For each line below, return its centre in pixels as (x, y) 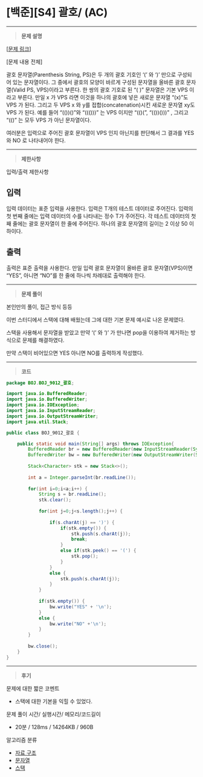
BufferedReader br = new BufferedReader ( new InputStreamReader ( (111, 449)
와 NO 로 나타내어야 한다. (36, 140)
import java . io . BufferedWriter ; (47, 399)
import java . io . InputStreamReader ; (51, 411)
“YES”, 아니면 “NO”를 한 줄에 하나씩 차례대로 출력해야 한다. (76, 275)
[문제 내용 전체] (24, 62)
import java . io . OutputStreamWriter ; (52, 416)
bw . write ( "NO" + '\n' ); (78, 624)
